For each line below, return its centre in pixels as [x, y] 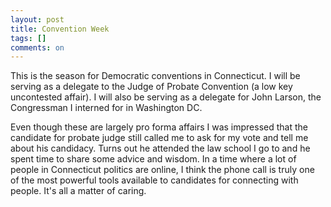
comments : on [37, 47]
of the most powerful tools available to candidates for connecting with [154, 180]
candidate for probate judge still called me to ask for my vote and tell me [159, 138]
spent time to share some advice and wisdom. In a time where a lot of [153, 159]
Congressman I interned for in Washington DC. [106, 108]
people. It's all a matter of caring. [78, 191]
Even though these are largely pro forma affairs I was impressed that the [159, 127]
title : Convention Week [60, 29]
